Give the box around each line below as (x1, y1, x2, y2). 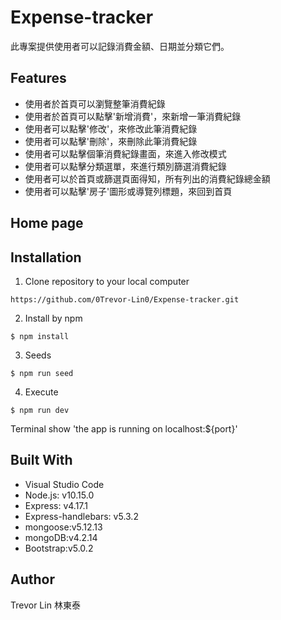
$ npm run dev (10, 405, 70, 415)
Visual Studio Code (24, 478, 105, 490)
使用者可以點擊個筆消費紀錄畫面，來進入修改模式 (24, 147, 227, 160)
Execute (24, 386, 59, 398)
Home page (10, 215, 84, 232)
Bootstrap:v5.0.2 (24, 542, 94, 554)
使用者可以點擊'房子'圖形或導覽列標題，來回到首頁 (24, 185, 233, 197)
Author (10, 571, 55, 588)
